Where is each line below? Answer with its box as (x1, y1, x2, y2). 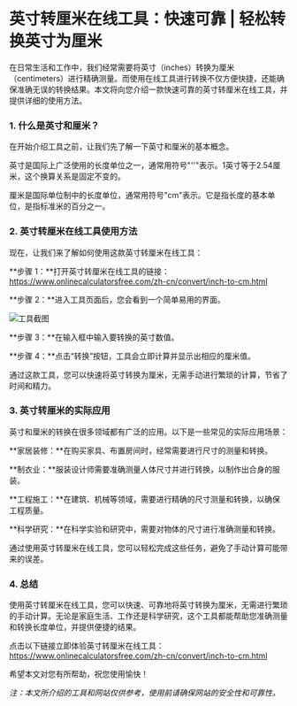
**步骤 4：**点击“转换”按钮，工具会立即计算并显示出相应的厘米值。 (9, 350, 256, 361)
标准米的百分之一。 (39, 201, 110, 211)
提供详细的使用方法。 (9, 95, 87, 105)
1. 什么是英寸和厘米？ (9, 119, 100, 132)
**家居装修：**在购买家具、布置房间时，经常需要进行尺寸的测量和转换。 (9, 445, 273, 456)
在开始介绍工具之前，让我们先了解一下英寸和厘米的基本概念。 (9, 142, 234, 152)
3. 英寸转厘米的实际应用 (9, 404, 110, 417)
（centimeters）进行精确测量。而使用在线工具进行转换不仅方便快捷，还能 (9, 73, 278, 83)
